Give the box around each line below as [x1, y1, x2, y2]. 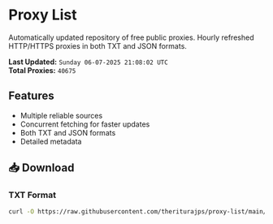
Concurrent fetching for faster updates [19, 119, 150, 129]
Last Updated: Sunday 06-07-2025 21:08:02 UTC [8, 57, 168, 67]
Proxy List [8, 6, 77, 24]
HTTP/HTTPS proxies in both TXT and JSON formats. [8, 41, 187, 50]
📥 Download [8, 161, 75, 175]
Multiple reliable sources [19, 110, 103, 120]
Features [8, 89, 54, 103]
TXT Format [8, 189, 57, 200]
